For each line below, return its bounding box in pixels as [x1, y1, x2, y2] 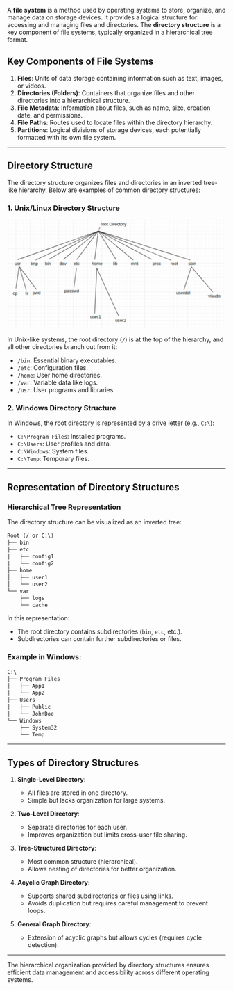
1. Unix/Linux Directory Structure [7, 203, 120, 213]
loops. [27, 907, 46, 915]
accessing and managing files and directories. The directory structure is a [7, 21, 221, 29]
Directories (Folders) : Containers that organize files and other [17, 88, 196, 97]
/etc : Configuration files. [17, 363, 88, 371]
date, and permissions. [17, 111, 83, 119]
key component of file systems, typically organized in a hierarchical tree [7, 28, 213, 36]
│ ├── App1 [7, 683, 45, 690]
